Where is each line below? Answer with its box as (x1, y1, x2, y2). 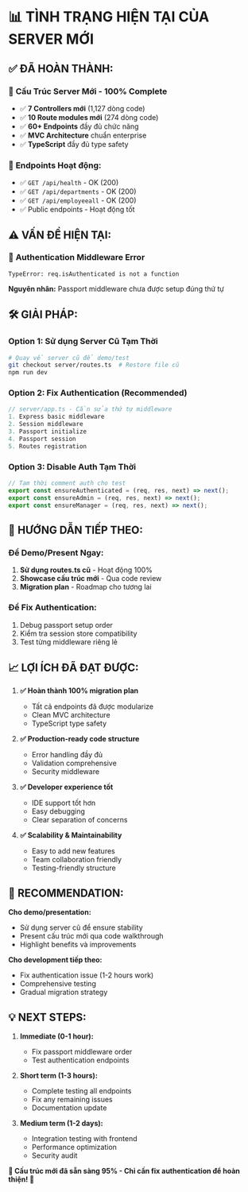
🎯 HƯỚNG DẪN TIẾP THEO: (8, 523, 143, 536)
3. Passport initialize (8, 428, 87, 435)
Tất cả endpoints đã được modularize (31, 702, 153, 711)
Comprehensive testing (19, 979, 97, 989)
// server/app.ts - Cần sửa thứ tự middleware (8, 405, 172, 413)
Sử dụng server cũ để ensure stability (19, 923, 143, 932)
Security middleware (31, 767, 100, 776)
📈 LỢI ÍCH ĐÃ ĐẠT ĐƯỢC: (8, 660, 139, 674)
